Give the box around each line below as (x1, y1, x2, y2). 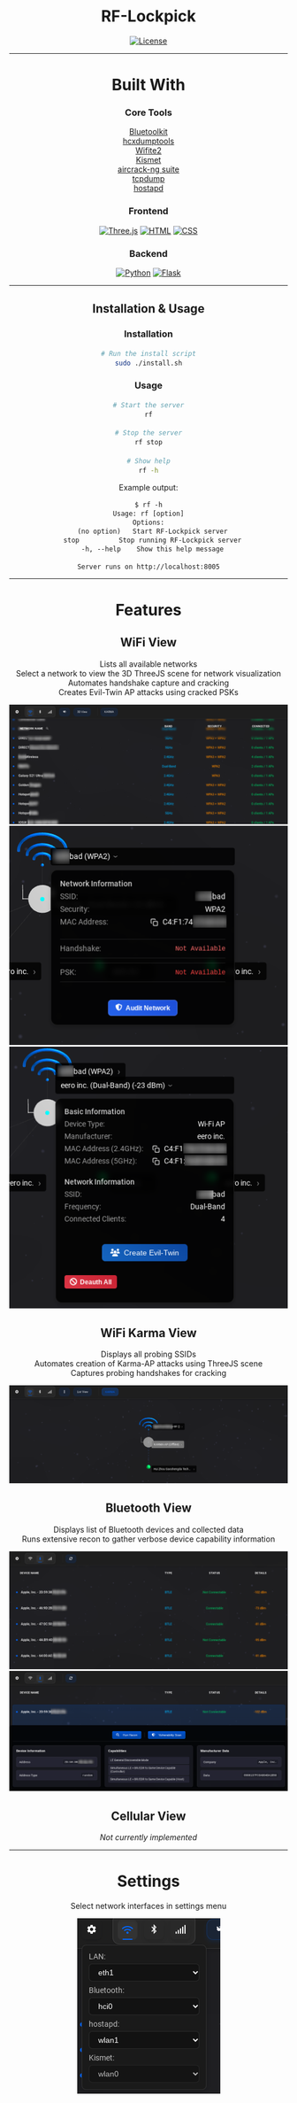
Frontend (128, 205, 169, 218)
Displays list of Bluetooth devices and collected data (52, 1524, 245, 1535)
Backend (129, 247, 168, 259)
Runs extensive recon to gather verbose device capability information (21, 1534, 276, 1544)
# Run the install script (101, 349, 196, 358)
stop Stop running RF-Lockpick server (63, 536, 242, 545)
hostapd (133, 183, 164, 194)
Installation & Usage (92, 301, 205, 316)
